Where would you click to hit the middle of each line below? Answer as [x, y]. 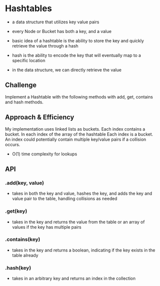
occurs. [13, 144]
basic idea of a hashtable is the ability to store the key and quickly [78, 41]
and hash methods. [24, 102]
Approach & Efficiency [40, 117]
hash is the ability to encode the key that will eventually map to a [77, 55]
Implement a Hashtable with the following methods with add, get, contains [79, 97]
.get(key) [16, 211]
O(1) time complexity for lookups [45, 154]
